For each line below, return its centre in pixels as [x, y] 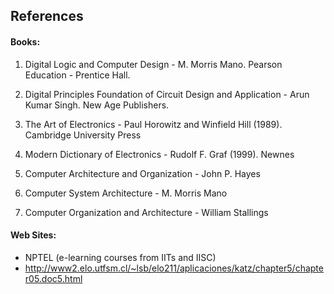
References [47, 16]
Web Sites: [33, 235]
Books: [25, 41]
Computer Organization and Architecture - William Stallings [146, 212]
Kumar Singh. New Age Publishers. [97, 105]
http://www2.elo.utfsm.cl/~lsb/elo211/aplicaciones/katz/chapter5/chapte [174, 268]
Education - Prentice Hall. [77, 75]
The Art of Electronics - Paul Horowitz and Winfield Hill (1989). [153, 124]
